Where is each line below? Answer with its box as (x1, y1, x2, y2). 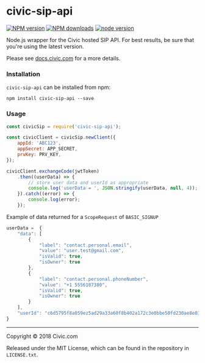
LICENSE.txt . (6, 351, 38, 358)
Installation (6, 70, 41, 78)
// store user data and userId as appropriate (28, 179, 149, 185)
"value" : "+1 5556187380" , (38, 282, 108, 288)
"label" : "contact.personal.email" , (38, 242, 132, 248)
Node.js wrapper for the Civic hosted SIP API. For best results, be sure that (6, 36, 194, 43)
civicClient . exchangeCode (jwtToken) (6, 168, 99, 174)
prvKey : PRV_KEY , (17, 151, 62, 158)
